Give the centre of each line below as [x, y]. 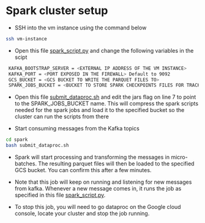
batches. [26, 164]
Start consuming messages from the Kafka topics [77, 129]
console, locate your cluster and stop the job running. [82, 214]
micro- [179, 157]
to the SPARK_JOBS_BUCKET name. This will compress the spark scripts [106, 104]
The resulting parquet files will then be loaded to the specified [116, 164]
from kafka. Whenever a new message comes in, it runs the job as [98, 189]
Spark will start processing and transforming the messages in [92, 157]
